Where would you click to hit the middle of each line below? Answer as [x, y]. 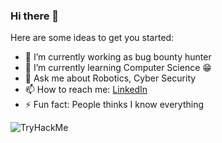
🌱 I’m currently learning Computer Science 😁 [118, 68]
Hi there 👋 [35, 16]
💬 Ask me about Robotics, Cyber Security [110, 78]
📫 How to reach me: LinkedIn [86, 90]
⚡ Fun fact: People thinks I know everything [114, 105]
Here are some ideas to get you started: [92, 38]
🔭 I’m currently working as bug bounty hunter [118, 57]
